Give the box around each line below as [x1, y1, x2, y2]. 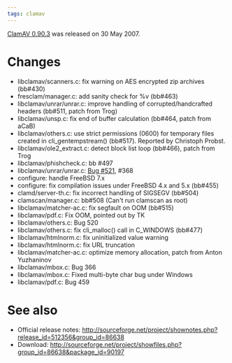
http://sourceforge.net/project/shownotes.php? [82, 325, 218, 334]
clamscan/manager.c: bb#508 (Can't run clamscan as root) [17, 196, 188, 204]
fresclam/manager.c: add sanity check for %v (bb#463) [17, 92, 178, 100]
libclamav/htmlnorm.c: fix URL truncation [17, 241, 135, 249]
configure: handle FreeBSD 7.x [17, 173, 105, 182]
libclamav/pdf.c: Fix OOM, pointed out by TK [17, 211, 145, 219]
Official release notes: [17, 325, 81, 334]
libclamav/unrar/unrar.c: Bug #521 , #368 [17, 166, 134, 175]
